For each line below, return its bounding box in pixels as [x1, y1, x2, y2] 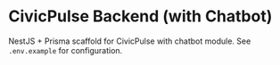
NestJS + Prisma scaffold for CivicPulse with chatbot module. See [8, 36, 251, 46]
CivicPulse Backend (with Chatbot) [8, 6, 273, 27]
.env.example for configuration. [8, 45, 123, 55]
